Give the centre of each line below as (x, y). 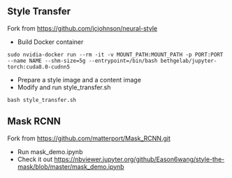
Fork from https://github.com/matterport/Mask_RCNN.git (89, 138)
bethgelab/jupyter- (189, 61)
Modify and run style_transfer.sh (64, 87)
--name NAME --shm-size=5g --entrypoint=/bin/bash (82, 61)
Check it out (35, 159)
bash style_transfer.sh (42, 100)
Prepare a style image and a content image (79, 80)
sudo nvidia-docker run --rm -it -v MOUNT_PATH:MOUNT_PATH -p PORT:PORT (115, 54)
